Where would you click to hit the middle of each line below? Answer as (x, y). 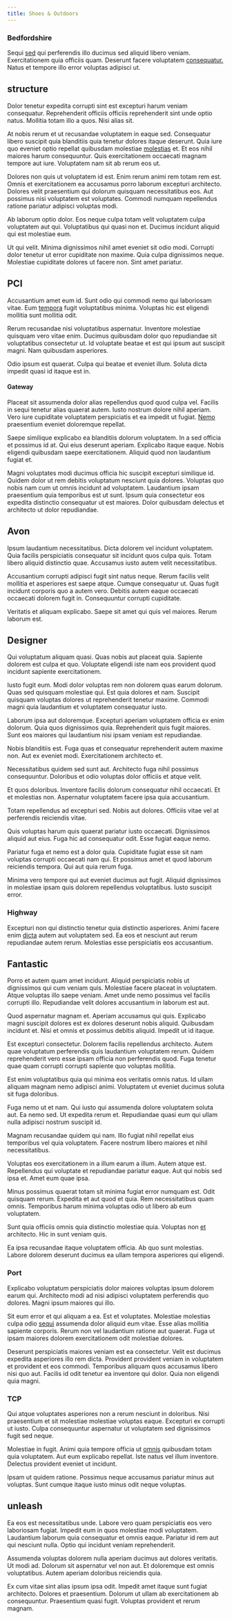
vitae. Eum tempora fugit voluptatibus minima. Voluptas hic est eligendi (108, 307)
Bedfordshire (30, 37)
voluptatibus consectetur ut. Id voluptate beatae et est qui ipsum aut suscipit (116, 343)
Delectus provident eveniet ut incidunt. (62, 1464)
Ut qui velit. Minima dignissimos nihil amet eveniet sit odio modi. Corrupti (110, 247)
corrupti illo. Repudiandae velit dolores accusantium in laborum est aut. (108, 1002)
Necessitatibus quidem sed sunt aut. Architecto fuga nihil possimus (103, 769)
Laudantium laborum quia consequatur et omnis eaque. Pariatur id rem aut (113, 1538)
